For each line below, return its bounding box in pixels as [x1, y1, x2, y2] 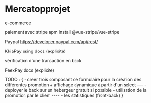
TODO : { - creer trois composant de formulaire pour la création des [5, 77, 142, 82]
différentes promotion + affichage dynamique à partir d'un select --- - [5, 82, 147, 88]
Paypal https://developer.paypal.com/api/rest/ [5, 38, 98, 45]
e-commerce [5, 20, 31, 26]
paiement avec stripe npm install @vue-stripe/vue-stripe [5, 29, 120, 35]
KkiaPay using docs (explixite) [5, 48, 66, 54]
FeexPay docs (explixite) [5, 67, 55, 73]
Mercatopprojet [5, 3, 70, 15]
